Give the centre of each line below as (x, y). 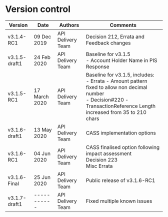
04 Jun (42, 153)
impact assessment (108, 153)
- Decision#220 (105, 99)
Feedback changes (108, 42)
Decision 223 (102, 159)
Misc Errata (99, 166)
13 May (43, 129)
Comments (123, 25)
